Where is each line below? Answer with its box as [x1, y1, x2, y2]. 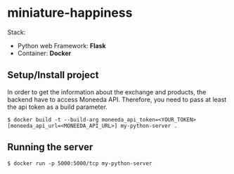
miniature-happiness [7, 5, 133, 21]
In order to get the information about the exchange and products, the [7, 87, 207, 96]
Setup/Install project [7, 69, 99, 81]
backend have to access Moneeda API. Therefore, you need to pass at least [7, 95, 227, 103]
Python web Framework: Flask [17, 41, 107, 50]
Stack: [7, 28, 26, 36]
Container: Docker [17, 49, 72, 57]
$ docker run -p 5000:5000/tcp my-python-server [7, 159, 152, 167]
